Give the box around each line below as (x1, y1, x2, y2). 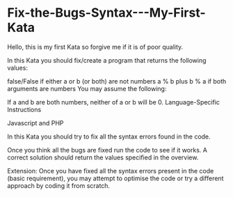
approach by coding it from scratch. (7, 181, 110, 189)
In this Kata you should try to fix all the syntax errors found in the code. (7, 132, 211, 141)
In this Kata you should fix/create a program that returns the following (7, 56, 207, 64)
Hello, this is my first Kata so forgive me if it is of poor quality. (7, 42, 184, 51)
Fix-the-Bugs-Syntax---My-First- (7, 5, 207, 21)
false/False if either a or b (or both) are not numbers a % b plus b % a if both (7, 77, 227, 85)
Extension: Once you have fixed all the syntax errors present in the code (7, 166, 214, 175)
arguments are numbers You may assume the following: (7, 84, 167, 93)
